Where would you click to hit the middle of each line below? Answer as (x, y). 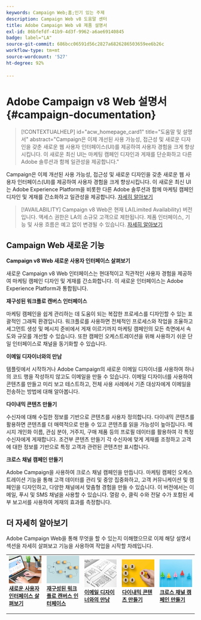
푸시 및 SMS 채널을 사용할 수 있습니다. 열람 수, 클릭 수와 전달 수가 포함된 (103, 495)
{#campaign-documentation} (81, 114)
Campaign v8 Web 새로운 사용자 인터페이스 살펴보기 (68, 261)
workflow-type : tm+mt (33, 51)
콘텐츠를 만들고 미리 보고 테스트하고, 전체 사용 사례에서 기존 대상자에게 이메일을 (99, 384)
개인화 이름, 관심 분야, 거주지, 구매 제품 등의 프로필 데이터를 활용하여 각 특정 (106, 432)
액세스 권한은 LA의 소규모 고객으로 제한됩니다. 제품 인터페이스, (111, 217)
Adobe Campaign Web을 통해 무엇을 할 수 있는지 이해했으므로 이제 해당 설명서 (98, 539)
